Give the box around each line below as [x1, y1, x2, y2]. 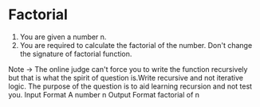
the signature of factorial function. [19, 49, 132, 58]
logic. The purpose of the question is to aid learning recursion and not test [8, 81, 253, 91]
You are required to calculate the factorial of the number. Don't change [19, 40, 253, 50]
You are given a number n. [19, 32, 107, 42]
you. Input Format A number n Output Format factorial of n [8, 89, 200, 99]
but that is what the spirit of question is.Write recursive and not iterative [8, 73, 243, 82]
